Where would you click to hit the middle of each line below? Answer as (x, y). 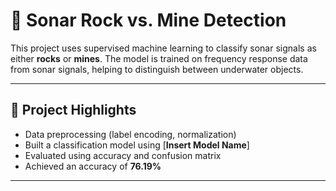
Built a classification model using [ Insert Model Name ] (137, 145)
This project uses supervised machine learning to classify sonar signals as (163, 48)
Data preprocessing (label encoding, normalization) (130, 134)
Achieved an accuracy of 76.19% (93, 166)
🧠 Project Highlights (73, 110)
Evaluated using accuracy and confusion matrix (123, 155)
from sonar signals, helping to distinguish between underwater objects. (157, 69)
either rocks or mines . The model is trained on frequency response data (159, 58)
